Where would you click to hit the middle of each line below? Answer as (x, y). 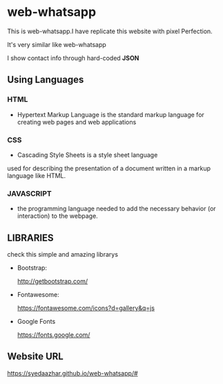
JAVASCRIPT (29, 193)
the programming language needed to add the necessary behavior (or (116, 209)
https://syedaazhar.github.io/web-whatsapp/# (72, 373)
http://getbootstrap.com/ (52, 282)
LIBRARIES (30, 238)
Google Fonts (36, 322)
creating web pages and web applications (77, 122)
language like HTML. (37, 175)
